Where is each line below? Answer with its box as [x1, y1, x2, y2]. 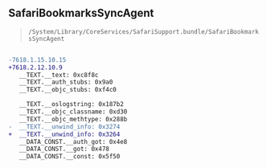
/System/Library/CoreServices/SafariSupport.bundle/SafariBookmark [27, 27, 259, 35]
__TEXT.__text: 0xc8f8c [18, 71, 99, 79]
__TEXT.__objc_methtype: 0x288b [18, 115, 128, 123]
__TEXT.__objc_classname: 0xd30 [18, 108, 128, 116]
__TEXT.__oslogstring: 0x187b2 [18, 100, 125, 109]
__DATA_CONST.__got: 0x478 [18, 145, 110, 154]
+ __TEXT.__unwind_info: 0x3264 [8, 130, 121, 138]
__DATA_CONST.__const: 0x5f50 [18, 153, 121, 161]
